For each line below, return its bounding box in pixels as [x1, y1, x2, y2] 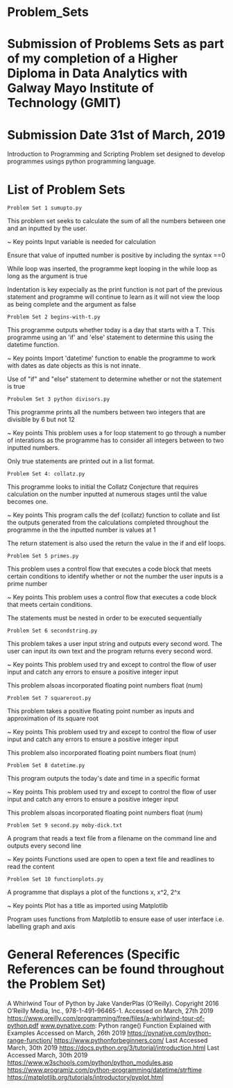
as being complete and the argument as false [7, 300, 137, 309]
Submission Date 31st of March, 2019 [7, 127, 226, 143]
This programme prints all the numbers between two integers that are [7, 408, 206, 416]
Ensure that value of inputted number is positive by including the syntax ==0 [7, 251, 225, 259]
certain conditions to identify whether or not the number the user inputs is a [7, 572, 223, 580]
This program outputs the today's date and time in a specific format [7, 774, 200, 783]
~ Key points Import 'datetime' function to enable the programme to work [7, 354, 216, 362]
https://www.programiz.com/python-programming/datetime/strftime [7, 1066, 202, 1074]
